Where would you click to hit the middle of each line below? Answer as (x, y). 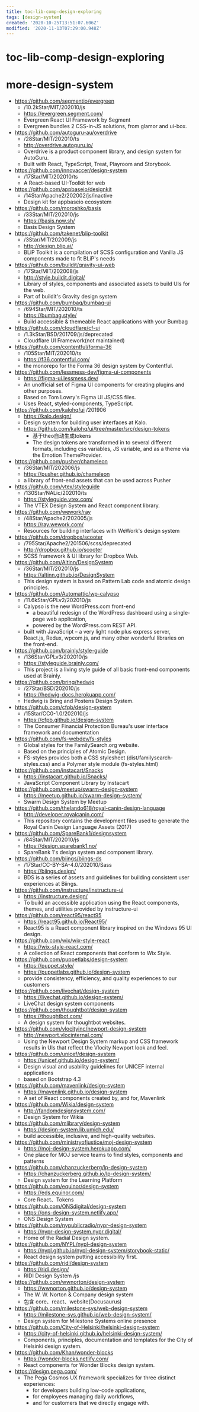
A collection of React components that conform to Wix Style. (97, 953)
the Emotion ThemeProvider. (67, 455)
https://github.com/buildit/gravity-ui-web (65, 265)
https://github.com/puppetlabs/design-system (71, 959)
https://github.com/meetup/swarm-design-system (76, 789)
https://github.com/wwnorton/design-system (70, 1282)
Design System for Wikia (54, 1117)
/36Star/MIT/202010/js (51, 569)
